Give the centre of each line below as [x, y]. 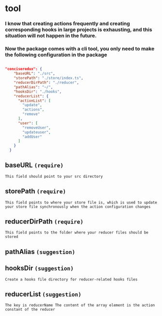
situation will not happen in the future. [51, 36]
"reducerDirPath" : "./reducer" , [46, 83]
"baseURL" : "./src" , [34, 74]
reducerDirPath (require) [44, 222]
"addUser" [32, 137]
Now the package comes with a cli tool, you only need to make [80, 49]
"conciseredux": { [24, 69]
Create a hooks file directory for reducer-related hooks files [71, 279]
